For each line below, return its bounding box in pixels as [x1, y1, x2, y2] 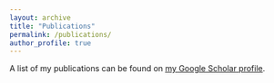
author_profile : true [9, 38, 92, 48]
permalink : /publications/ [9, 30, 112, 39]
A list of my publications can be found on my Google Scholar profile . [9, 63, 266, 74]
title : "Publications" [9, 22, 96, 31]
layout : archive [9, 13, 71, 23]
